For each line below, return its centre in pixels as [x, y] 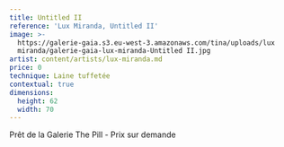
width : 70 [35, 109]
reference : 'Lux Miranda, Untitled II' [84, 26]
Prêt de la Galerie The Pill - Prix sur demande [93, 134]
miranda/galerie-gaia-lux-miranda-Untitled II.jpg [114, 51]
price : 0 [26, 68]
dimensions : [31, 92]
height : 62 [38, 101]
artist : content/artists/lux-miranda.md [86, 59]
